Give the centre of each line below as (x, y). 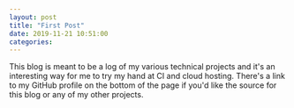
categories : (31, 42)
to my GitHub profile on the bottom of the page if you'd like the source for (143, 85)
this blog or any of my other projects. (76, 95)
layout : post (33, 17)
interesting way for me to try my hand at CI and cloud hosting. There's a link (147, 76)
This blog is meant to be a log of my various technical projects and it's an (142, 67)
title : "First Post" (47, 25)
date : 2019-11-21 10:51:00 (59, 33)
